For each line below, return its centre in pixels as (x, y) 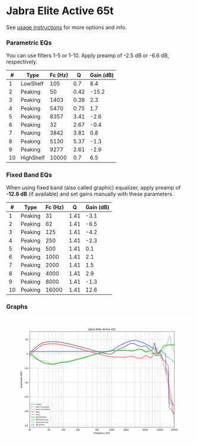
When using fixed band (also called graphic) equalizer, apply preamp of (93, 188)
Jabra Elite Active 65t (60, 11)
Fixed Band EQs (29, 175)
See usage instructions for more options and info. (67, 27)
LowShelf (32, 84)
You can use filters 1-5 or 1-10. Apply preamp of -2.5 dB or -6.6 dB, (88, 56)
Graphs (17, 307)
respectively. (22, 62)
